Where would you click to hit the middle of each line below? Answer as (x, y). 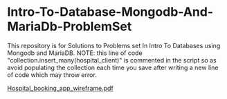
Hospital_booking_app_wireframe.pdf (61, 88)
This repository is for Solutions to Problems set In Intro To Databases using (114, 45)
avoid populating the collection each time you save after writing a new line (113, 67)
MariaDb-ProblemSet (70, 26)
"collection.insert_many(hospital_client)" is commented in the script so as (112, 60)
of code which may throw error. (52, 75)
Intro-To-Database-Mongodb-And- (110, 12)
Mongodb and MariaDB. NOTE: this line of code (75, 53)
